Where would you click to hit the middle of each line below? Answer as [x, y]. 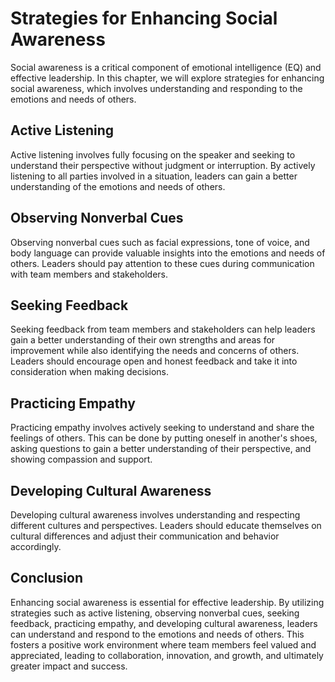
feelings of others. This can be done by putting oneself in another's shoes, [164, 438]
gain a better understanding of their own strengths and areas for [143, 340]
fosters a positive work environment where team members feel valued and [163, 644]
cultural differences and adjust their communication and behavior [145, 536]
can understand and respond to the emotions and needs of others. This [157, 634]
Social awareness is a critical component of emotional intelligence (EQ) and [166, 67]
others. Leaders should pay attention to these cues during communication [162, 263]
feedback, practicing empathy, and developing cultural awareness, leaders [164, 623]
